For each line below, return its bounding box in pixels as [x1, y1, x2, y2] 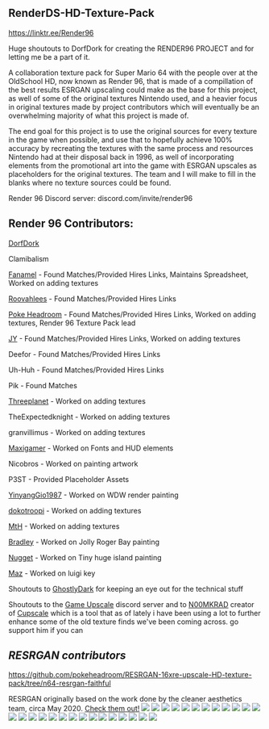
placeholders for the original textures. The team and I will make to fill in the [8, 169, 256, 178]
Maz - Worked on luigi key [8, 568, 96, 578]
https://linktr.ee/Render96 [8, 27, 94, 37]
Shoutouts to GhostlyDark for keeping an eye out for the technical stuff [8, 584, 244, 593]
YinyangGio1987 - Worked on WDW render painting [8, 490, 179, 500]
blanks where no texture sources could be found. [8, 178, 172, 187]
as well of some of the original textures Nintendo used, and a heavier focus [8, 93, 258, 103]
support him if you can [8, 625, 84, 635]
